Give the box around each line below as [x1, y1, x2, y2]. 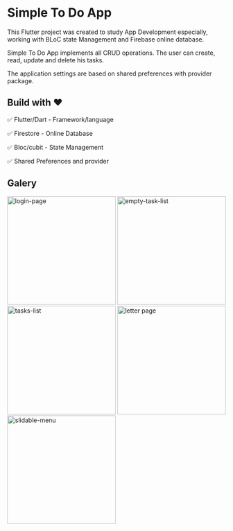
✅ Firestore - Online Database [7, 129, 94, 137]
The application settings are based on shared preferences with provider [7, 69, 212, 78]
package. [7, 76, 34, 85]
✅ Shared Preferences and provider [7, 157, 110, 165]
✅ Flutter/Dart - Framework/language [7, 115, 114, 123]
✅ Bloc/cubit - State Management [7, 143, 104, 151]
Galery [7, 177, 37, 189]
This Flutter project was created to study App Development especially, [7, 28, 208, 36]
